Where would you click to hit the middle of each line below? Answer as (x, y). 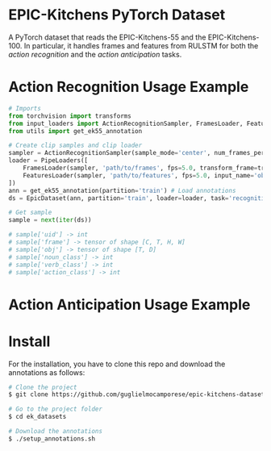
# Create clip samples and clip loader (75, 146)
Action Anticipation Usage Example (129, 305)
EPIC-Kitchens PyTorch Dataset (117, 15)
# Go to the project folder (56, 409)
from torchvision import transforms (70, 116)
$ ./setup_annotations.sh (52, 438)
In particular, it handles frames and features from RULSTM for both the (141, 45)
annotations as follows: (47, 372)
